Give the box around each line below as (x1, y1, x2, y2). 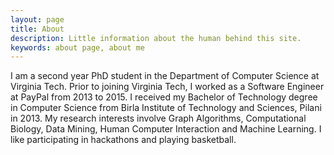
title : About (10, 24, 65, 34)
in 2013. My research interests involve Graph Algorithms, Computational (10, 112, 307, 125)
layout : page (10, 14, 65, 25)
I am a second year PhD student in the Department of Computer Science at (10, 70, 320, 82)
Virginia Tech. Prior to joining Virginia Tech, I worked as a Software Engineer (10, 81, 325, 93)
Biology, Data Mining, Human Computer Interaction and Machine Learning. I (10, 123, 322, 135)
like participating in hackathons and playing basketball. (10, 134, 237, 146)
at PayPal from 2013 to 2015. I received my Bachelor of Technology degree (10, 91, 318, 103)
